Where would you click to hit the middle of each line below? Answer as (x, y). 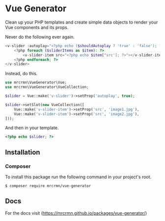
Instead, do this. (21, 74)
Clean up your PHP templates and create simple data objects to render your (82, 22)
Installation (23, 152)
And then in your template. (32, 128)
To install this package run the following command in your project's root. (78, 177)
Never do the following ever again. (40, 37)
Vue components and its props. (37, 27)
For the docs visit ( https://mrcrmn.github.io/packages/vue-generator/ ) (76, 213)
